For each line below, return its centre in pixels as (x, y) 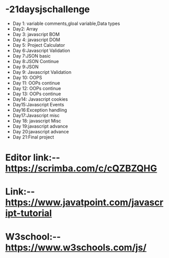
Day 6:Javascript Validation (41, 50)
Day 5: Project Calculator (39, 45)
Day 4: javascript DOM (36, 40)
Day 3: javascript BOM (36, 34)
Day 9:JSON (26, 67)
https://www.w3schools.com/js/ (76, 247)
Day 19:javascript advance (40, 126)
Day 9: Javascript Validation (42, 72)
